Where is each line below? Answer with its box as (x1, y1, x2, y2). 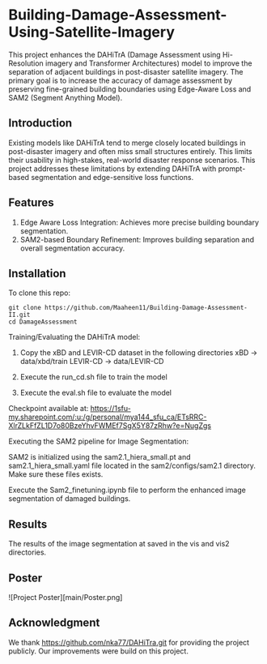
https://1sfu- (90, 404, 131, 413)
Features (8, 196, 54, 210)
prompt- (218, 164, 246, 173)
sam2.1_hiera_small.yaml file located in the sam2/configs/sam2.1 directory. (8, 461, 256, 471)
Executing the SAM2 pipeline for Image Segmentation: (8, 436, 189, 447)
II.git (8, 311, 31, 319)
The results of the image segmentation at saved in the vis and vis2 (8, 539, 230, 549)
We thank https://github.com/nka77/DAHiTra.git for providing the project (8, 637, 249, 647)
